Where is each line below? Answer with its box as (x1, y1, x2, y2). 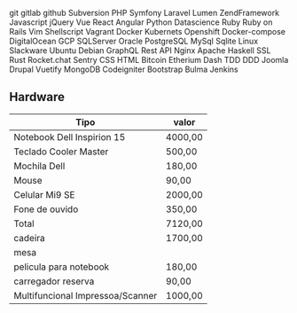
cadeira (13, 231, 46, 244)
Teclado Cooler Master (13, 145, 109, 158)
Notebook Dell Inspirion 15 (13, 130, 126, 143)
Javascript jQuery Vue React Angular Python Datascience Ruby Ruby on (9, 17, 273, 27)
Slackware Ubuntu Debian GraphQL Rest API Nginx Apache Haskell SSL (9, 45, 271, 56)
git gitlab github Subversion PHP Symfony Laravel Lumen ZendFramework (9, 8, 280, 18)
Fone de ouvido (13, 203, 79, 215)
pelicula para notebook (13, 261, 110, 273)
